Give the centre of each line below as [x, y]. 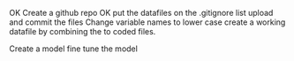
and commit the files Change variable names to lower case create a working [147, 22]
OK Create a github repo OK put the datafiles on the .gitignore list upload [141, 13]
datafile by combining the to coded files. [83, 31]
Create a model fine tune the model [74, 49]
